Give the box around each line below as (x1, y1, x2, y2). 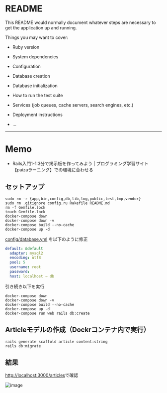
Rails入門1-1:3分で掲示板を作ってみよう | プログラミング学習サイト (12, 160, 149, 166)
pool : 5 (9, 260, 26, 265)
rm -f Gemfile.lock (5, 205, 46, 210)
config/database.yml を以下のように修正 (5, 236, 88, 242)
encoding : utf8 (9, 255, 41, 261)
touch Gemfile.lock (5, 209, 46, 214)
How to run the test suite (12, 92, 63, 98)
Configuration (12, 63, 41, 69)
